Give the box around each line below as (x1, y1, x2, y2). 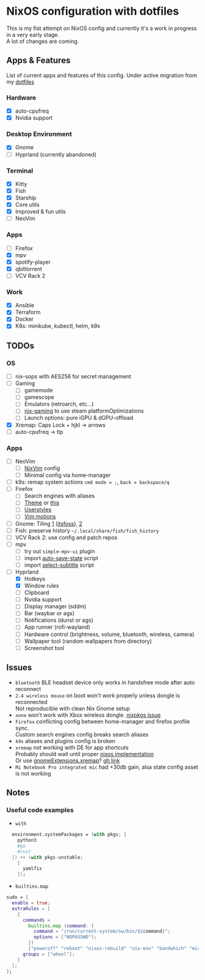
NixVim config (24, 465, 60, 472)
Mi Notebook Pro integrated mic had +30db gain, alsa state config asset (15, 763, 198, 771)
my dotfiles (6, 78, 35, 85)
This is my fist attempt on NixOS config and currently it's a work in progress (6, 24, 197, 32)
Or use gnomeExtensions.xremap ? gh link (15, 757, 120, 764)
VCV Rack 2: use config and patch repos (15, 534, 118, 541)
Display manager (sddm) (24, 603, 87, 610)
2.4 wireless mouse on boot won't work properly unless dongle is (15, 692, 180, 699)
